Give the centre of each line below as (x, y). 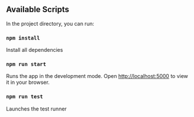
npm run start (26, 64)
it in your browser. (28, 82)
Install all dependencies (35, 50)
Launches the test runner (37, 109)
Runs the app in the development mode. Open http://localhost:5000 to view (97, 76)
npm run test (25, 97)
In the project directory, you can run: (50, 23)
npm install (23, 38)
